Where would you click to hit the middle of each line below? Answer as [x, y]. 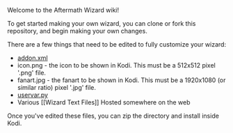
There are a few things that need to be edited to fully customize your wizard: [117, 44]
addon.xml [32, 58]
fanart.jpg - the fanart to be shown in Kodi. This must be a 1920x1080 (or [121, 80]
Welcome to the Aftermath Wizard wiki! [63, 10]
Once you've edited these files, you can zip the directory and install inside [113, 116]
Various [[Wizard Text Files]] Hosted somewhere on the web [104, 102]
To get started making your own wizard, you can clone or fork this [102, 23]
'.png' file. [32, 73]
